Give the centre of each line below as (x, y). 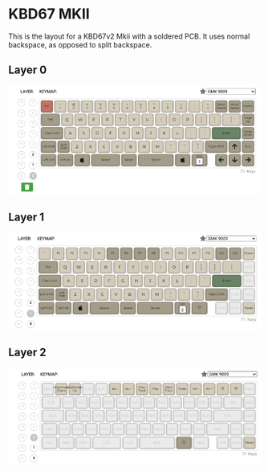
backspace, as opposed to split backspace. (80, 44)
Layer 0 (28, 70)
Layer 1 (26, 218)
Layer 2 (27, 353)
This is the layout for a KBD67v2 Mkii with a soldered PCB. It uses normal (129, 36)
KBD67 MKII (49, 14)
